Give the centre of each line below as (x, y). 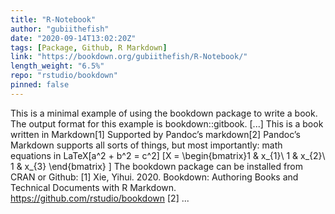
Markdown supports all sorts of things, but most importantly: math (146, 145)
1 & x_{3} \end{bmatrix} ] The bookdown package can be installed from (156, 166)
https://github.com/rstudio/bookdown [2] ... (100, 198)
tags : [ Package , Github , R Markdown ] (89, 47)
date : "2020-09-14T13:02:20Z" (73, 38)
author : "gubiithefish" (60, 29)
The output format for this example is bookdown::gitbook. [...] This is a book (167, 123)
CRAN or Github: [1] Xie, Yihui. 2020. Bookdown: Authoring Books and (154, 177)
